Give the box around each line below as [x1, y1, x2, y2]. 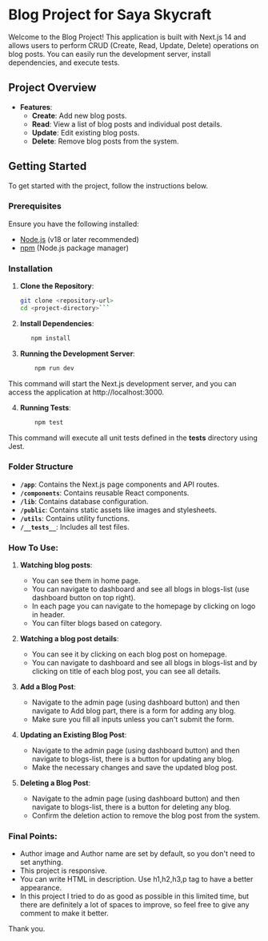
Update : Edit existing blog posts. [31, 127, 140, 137]
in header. [31, 610, 66, 620]
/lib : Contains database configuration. [19, 496, 149, 506]
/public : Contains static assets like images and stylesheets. [19, 505, 218, 515]
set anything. [19, 858, 64, 867]
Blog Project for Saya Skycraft [8, 6, 212, 24]
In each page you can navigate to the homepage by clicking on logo [31, 601, 256, 611]
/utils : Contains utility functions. [19, 513, 130, 523]
